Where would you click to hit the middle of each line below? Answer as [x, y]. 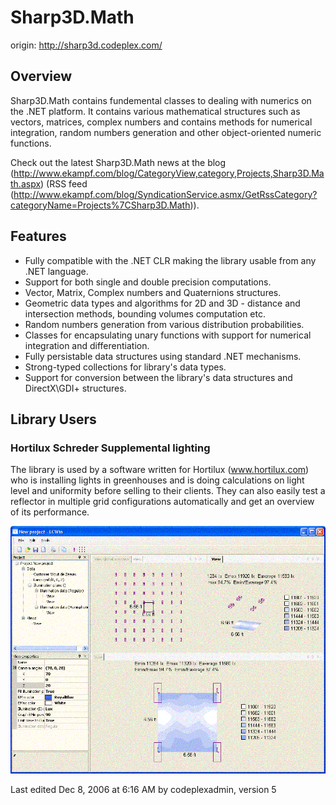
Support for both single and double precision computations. [148, 282]
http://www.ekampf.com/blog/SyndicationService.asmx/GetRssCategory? [165, 194]
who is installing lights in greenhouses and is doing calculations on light [157, 480]
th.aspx [26, 183]
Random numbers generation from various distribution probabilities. [164, 324]
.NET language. [56, 271]
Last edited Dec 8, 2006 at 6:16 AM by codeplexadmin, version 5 [143, 790]
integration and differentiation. [87, 345]
